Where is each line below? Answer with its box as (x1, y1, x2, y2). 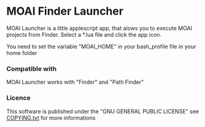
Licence (6, 93, 31, 102)
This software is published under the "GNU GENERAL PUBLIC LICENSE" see (6, 107, 199, 115)
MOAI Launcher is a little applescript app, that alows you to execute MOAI (6, 24, 192, 32)
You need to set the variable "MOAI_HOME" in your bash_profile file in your (6, 43, 196, 50)
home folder (6, 49, 37, 56)
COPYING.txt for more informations (6, 114, 96, 122)
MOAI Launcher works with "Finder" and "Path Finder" (6, 78, 144, 86)
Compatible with (6, 64, 57, 73)
